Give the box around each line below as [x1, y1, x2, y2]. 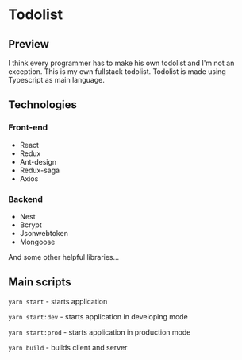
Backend [8, 193, 44, 204]
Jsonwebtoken [19, 228, 69, 238]
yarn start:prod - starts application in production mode [8, 327, 191, 337]
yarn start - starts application [8, 296, 108, 306]
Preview [8, 37, 50, 51]
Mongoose [19, 237, 56, 246]
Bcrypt [19, 220, 42, 230]
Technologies [8, 98, 78, 112]
